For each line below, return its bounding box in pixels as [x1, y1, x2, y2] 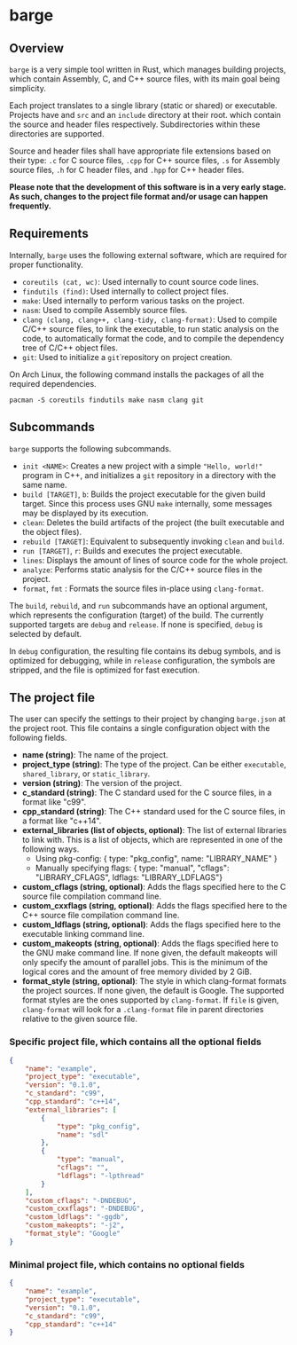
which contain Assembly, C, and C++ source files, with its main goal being [9, 74, 281, 84]
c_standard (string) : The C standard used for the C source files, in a [21, 787, 272, 798]
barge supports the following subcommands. [9, 443, 172, 453]
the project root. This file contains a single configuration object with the [9, 723, 270, 734]
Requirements [9, 226, 89, 241]
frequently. [9, 201, 51, 211]
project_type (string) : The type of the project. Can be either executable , [21, 759, 286, 770]
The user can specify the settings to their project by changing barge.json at [9, 713, 286, 724]
